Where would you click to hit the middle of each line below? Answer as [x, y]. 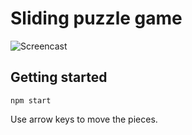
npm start [31, 100]
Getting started [59, 77]
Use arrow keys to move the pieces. [84, 119]
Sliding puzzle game [96, 18]
